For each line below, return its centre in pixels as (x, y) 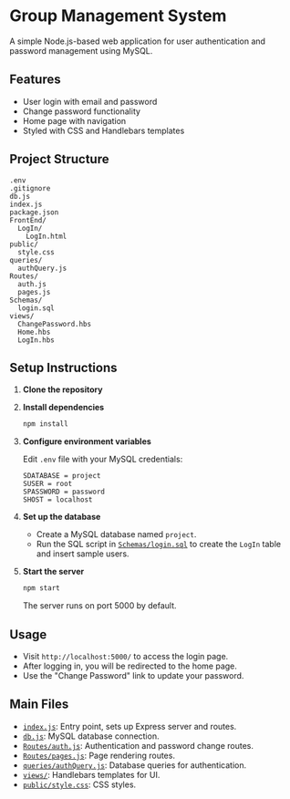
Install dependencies (63, 408)
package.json (34, 212)
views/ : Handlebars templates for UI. (91, 774)
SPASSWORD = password (63, 492)
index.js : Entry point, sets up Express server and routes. (129, 726)
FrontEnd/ (28, 220)
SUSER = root (47, 484)
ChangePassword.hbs (55, 324)
